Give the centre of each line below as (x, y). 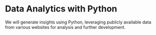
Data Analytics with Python (61, 9)
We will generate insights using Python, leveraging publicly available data (78, 22)
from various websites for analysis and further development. (65, 27)
